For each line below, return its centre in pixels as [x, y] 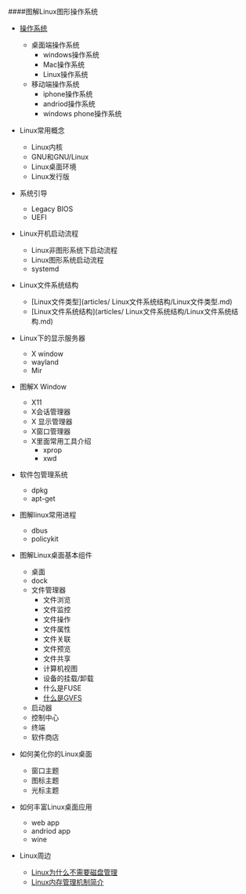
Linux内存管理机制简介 [67, 882]
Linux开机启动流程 [49, 233]
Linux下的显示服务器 [52, 338]
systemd [45, 269]
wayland [45, 362]
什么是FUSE [62, 688]
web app [45, 823]
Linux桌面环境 [54, 167]
